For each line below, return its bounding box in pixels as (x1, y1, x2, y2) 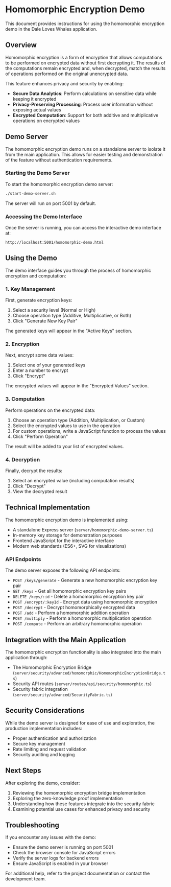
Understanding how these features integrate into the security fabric (12, 801, 155, 807)
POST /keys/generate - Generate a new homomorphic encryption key (12, 577, 157, 583)
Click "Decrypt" (12, 483, 46, 489)
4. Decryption (5, 456, 40, 463)
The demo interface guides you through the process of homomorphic (5, 267, 152, 273)
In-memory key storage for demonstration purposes (12, 532, 123, 538)
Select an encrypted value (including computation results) (12, 478, 135, 484)
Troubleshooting (5, 821, 60, 829)
